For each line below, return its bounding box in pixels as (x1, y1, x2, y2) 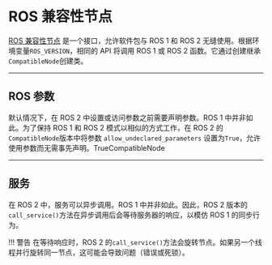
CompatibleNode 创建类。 (8, 56, 88, 66)
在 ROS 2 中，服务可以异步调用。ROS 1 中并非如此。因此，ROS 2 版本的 (8, 199, 249, 209)
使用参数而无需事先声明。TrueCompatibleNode (8, 143, 166, 152)
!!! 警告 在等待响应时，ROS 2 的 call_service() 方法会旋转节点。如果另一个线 (8, 237, 263, 247)
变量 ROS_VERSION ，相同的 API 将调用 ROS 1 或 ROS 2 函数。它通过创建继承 (15, 45, 261, 55)
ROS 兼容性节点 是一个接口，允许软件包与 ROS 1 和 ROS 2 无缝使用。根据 (8, 36, 253, 45)
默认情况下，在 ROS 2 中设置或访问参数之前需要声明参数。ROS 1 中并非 (8, 113, 247, 122)
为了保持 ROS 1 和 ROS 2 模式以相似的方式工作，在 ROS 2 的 (22, 122, 224, 132)
